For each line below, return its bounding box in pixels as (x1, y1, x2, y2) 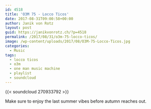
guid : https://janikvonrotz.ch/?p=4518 (5, 30, 87, 35)
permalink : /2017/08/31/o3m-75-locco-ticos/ (5, 35, 98, 40)
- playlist (9, 71, 32, 76)
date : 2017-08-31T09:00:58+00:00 (5, 16, 74, 21)
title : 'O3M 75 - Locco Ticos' (5, 12, 69, 17)
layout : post (5, 25, 32, 30)
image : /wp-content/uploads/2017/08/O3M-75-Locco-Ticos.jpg (5, 39, 131, 44)
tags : (5, 52, 16, 58)
